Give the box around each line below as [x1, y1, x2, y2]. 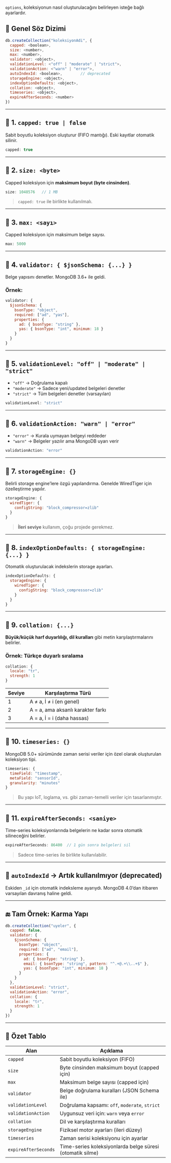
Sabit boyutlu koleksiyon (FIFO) [60, 1056, 135, 1063]
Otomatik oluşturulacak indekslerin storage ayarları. [5, 564, 113, 570]
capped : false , [10, 928, 42, 933]
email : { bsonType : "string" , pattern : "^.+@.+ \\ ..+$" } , [23, 961, 149, 966]
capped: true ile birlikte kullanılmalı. [17, 199, 93, 205]
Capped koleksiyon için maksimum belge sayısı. [5, 232, 106, 238]
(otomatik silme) [60, 1149, 99, 1156]
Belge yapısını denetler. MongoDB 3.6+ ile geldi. [5, 273, 106, 280]
